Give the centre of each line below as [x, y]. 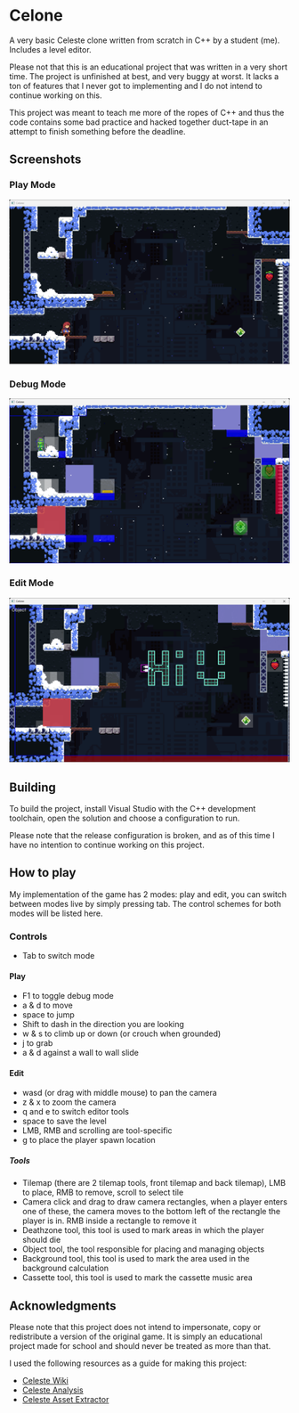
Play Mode [32, 185]
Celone [36, 16]
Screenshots [45, 160]
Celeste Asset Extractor [65, 1400]
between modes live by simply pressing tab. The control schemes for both [145, 903]
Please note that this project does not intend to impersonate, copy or [135, 1327]
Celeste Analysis [53, 1390]
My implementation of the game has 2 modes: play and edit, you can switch [148, 894]
